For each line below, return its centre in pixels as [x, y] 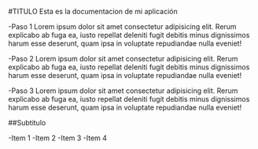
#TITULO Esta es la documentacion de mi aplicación [93, 11]
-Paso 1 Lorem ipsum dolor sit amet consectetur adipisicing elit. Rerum [123, 26]
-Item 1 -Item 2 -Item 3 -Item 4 [58, 138]
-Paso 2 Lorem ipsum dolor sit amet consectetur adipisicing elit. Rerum [123, 59]
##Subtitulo [27, 123]
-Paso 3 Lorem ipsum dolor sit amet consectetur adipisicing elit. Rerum [123, 91]
